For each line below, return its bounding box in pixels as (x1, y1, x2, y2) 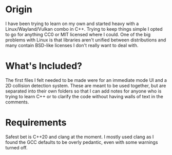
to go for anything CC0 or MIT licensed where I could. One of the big (5, 31, 151, 37)
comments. (5, 99, 29, 105)
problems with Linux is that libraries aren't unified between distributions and (5, 37, 166, 43)
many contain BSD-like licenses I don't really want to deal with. (5, 42, 139, 48)
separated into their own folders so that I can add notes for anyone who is (5, 88, 162, 94)
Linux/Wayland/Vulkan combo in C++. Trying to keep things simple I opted (5, 26, 163, 32)
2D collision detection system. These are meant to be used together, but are (5, 82, 166, 88)
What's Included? (5, 60, 83, 72)
